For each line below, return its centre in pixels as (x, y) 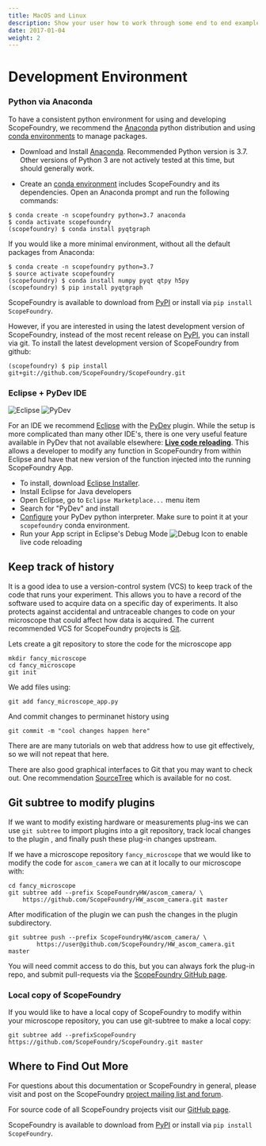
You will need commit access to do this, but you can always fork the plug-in (132, 966)
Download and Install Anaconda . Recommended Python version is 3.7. (133, 151)
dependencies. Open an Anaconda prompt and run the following (124, 192)
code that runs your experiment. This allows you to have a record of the (125, 594)
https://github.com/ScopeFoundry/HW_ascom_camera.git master (125, 899)
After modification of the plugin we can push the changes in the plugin (123, 914)
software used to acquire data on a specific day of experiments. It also (123, 603)
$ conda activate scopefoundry (60, 222)
